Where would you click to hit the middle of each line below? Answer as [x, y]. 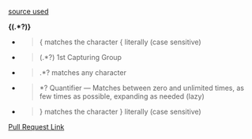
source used [28, 11]
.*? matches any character [83, 73]
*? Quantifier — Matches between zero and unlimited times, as [142, 88]
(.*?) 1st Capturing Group [81, 57]
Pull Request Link [36, 127]
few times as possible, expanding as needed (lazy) [122, 96]
